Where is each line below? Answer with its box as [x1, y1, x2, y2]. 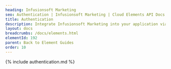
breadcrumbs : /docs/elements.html [5, 31, 79, 36]
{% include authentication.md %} [5, 58, 75, 64]
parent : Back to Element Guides [5, 40, 74, 45]
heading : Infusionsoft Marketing [5, 7, 76, 13]
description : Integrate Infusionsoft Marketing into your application [5, 21, 158, 27]
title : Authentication [5, 17, 53, 22]
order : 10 [5, 45, 26, 50]
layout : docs [5, 26, 33, 31]
